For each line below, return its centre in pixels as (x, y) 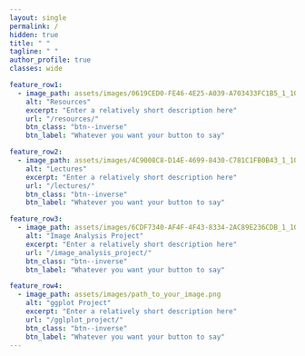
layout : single (38, 18)
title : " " (30, 43)
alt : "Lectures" (57, 169)
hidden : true (34, 35)
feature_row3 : (36, 219)
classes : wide (36, 69)
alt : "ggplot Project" (69, 303)
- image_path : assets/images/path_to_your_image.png (119, 295)
